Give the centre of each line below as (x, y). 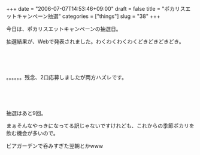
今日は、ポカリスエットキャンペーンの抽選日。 (64, 29)
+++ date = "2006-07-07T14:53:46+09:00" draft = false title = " (85, 9)
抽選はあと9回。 (26, 113)
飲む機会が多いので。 (32, 133)
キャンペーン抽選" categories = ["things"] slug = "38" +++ (88, 16)
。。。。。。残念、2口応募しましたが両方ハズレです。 (67, 77)
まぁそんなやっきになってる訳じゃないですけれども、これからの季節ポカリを (100, 126)
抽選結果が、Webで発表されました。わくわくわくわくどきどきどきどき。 (95, 41)
